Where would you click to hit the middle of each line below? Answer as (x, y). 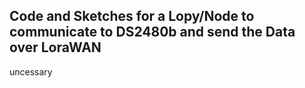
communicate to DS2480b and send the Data (152, 32)
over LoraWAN (55, 47)
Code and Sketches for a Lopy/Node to (132, 16)
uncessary (31, 71)
